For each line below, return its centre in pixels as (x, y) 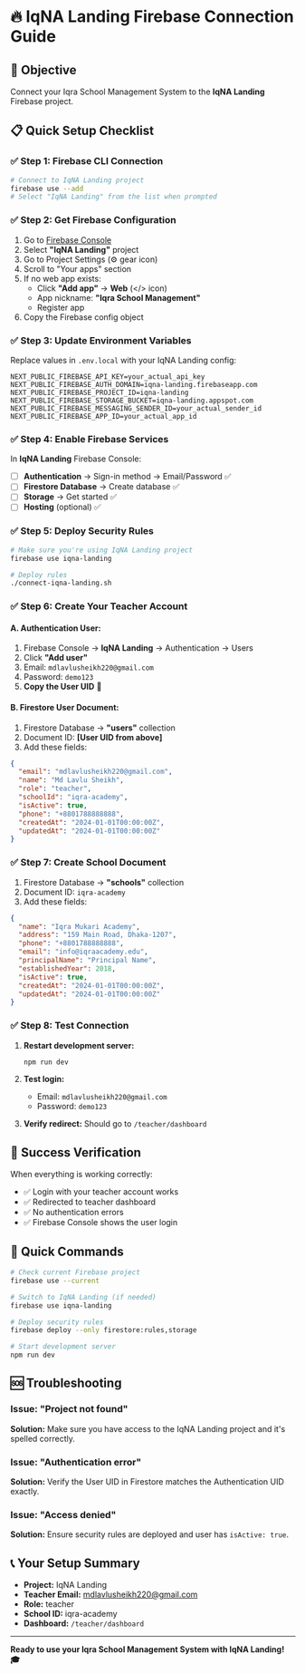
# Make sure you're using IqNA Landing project (102, 550)
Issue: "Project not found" (69, 1409)
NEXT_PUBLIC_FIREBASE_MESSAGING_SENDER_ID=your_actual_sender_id (136, 408)
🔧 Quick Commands (67, 1251)
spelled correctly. (43, 1438)
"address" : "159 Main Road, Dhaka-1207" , (98, 935)
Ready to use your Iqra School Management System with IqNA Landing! (148, 1649)
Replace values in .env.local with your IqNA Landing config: (124, 360)
